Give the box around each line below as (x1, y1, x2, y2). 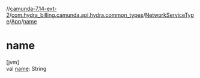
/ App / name (9, 18, 37, 25)
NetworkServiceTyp (145, 11, 194, 19)
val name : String (6, 65, 47, 72)
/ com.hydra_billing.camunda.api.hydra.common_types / (9, 11, 145, 19)
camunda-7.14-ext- (10, 5, 57, 12)
